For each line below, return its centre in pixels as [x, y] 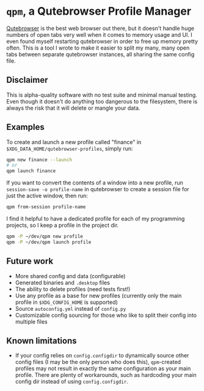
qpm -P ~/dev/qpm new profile [45, 237]
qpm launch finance [31, 171]
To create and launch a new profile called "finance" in [74, 142]
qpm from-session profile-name [46, 207]
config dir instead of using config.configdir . [71, 382]
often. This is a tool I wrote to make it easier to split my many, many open [98, 48]
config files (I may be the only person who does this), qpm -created [98, 362]
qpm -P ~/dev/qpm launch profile [49, 242]
